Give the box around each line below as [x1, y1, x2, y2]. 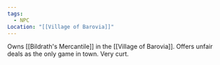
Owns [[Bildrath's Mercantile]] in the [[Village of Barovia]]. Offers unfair [7, 43, 213, 51]
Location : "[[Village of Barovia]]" [7, 23, 114, 30]
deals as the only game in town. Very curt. [7, 50, 130, 58]
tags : [7, 10, 23, 17]
